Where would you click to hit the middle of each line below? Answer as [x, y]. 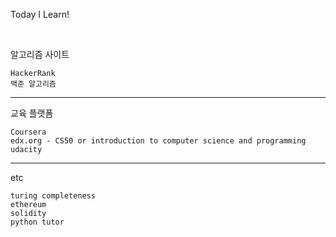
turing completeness [53, 196]
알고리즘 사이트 [40, 54]
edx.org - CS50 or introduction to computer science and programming [158, 141]
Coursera [28, 132]
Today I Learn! [40, 14]
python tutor [37, 222]
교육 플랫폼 [32, 113]
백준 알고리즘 [33, 84]
